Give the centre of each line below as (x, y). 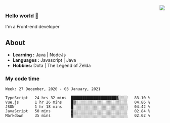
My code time (22, 79)
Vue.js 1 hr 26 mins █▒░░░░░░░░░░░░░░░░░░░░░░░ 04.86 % (78, 102)
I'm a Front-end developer (32, 27)
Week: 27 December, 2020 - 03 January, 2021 (53, 89)
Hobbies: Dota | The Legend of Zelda (52, 66)
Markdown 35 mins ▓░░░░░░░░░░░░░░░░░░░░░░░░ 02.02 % (78, 116)
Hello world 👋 (22, 16)
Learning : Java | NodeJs (39, 55)
